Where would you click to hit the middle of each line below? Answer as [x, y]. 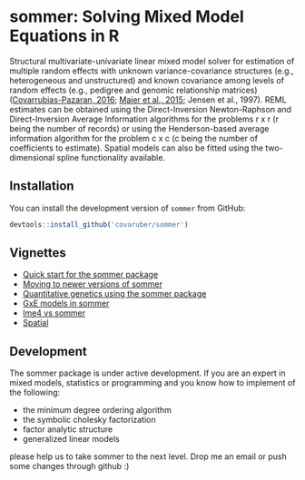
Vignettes [38, 253]
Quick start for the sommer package [90, 275]
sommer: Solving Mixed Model [127, 17]
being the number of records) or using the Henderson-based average [139, 128]
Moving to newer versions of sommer [93, 284]
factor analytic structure [68, 429]
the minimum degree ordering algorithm [97, 410]
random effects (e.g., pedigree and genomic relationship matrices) [133, 90]
